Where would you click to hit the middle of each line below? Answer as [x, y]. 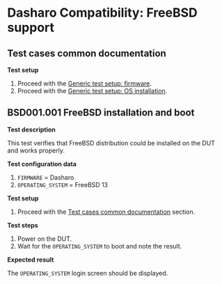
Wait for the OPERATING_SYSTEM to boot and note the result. [100, 246]
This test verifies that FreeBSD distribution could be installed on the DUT [111, 143]
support [31, 27]
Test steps [23, 225]
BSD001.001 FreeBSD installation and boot [101, 113]
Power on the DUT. [45, 239]
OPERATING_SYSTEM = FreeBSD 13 [63, 184]
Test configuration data [42, 164]
